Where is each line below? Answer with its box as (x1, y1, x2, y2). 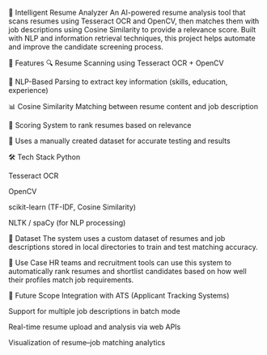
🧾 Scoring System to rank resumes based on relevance (8, 120, 192, 129)
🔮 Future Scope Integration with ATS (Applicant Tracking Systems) (8, 291, 230, 300)
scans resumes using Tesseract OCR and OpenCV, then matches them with (8, 16, 260, 26)
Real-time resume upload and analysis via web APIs (8, 322, 181, 332)
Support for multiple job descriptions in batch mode (8, 306, 180, 315)
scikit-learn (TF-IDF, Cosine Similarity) (8, 202, 136, 212)
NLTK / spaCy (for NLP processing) (8, 218, 126, 227)
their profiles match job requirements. (8, 275, 134, 285)
